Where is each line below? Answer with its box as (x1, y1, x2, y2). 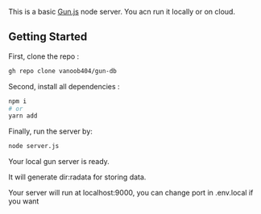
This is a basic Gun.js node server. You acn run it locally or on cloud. (8, 7, 236, 16)
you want (8, 196, 39, 206)
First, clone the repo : (8, 51, 80, 61)
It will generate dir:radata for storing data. (8, 172, 147, 182)
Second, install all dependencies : (8, 81, 120, 91)
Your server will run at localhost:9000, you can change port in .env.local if (8, 188, 254, 198)
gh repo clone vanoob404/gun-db (8, 67, 117, 75)
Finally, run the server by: (8, 126, 93, 136)
